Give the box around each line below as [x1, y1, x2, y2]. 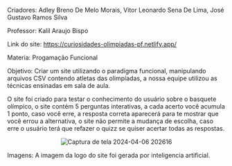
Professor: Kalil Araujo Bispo [7, 27, 89, 35]
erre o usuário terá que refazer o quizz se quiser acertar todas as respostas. [7, 124, 225, 132]
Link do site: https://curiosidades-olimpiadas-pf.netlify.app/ [7, 40, 177, 48]
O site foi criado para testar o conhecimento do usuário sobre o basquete [7, 95, 217, 103]
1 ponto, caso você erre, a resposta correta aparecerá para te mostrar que [7, 110, 220, 118]
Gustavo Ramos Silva [7, 13, 68, 21]
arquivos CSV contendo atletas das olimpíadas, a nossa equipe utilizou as [7, 74, 217, 82]
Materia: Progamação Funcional [7, 53, 98, 62]
